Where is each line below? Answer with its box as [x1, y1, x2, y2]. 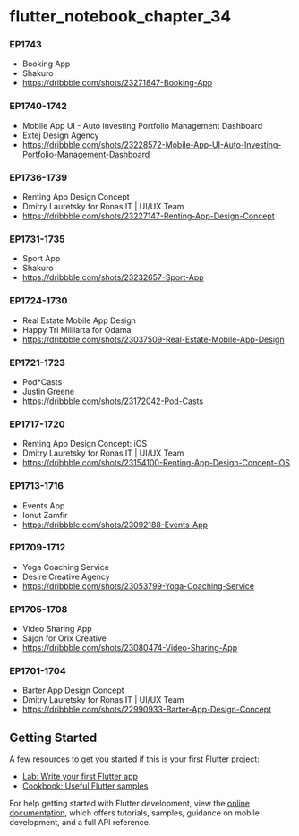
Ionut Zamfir [21, 509, 68, 520]
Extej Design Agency [21, 130, 100, 141]
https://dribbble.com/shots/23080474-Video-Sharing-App [21, 643, 238, 653]
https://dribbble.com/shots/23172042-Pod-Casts [21, 396, 204, 406]
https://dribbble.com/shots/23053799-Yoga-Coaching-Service [21, 580, 255, 592]
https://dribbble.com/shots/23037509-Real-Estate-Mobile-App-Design [21, 334, 285, 345]
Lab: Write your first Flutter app [21, 772, 139, 782]
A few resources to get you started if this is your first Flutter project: [9, 754, 260, 764]
